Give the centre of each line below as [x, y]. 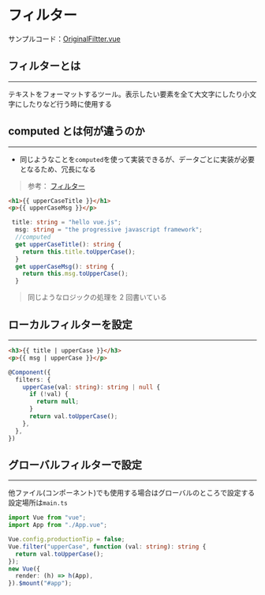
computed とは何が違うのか [77, 132]
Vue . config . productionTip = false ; [67, 540]
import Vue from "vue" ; [47, 518]
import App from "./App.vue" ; [58, 525]
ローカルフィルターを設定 [70, 324]
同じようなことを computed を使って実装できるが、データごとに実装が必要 [137, 159]
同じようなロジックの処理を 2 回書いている [97, 297]
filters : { [33, 379]
